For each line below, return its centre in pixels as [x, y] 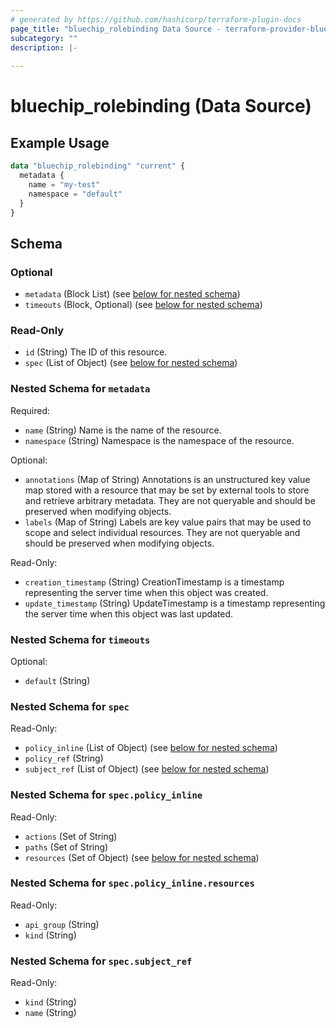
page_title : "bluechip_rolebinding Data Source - [116, 29]
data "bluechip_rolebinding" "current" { [98, 166]
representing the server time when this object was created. [146, 592]
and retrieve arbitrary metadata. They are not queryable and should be [170, 500]
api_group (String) [62, 924]
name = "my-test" [64, 184]
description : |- [44, 47]
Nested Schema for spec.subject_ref [101, 961]
